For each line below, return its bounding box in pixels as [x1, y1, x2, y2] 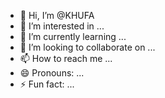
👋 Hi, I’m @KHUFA [19, 10, 95, 21]
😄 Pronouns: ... [19, 67, 85, 79]
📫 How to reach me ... [19, 53, 113, 64]
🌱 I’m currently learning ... [19, 31, 127, 42]
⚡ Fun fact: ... [19, 78, 75, 90]
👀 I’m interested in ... [19, 20, 105, 32]
